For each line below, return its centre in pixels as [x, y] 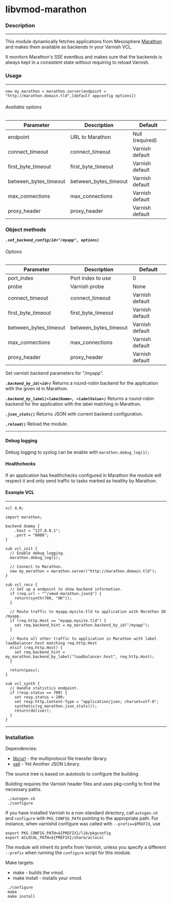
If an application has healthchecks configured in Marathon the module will [83, 475]
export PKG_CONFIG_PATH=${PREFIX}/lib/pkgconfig [58, 833]
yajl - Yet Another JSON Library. [47, 764]
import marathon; [24, 517]
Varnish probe [87, 286]
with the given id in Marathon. [37, 389]
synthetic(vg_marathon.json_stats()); [56, 706]
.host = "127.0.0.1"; [37, 531]
